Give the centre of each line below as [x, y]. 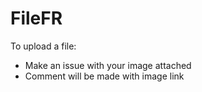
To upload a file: [43, 46]
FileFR [36, 18]
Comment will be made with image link [104, 76]
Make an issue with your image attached [108, 65]
